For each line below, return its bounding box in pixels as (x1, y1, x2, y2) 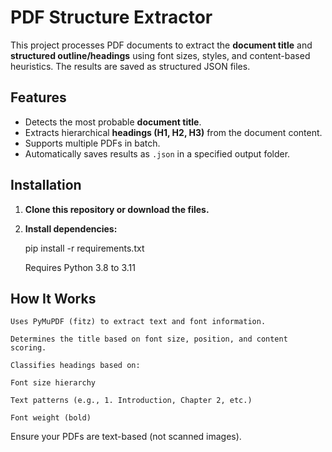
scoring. (10, 343, 47, 353)
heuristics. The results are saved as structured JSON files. (10, 60, 251, 72)
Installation (10, 177, 82, 194)
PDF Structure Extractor (10, 6, 213, 29)
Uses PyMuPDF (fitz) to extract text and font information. (10, 317, 267, 327)
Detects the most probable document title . (24, 116, 202, 128)
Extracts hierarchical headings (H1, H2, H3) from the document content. (24, 126, 323, 138)
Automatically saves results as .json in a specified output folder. (24, 147, 291, 160)
